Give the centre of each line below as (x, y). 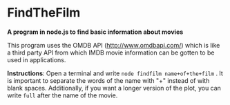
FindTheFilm (44, 13)
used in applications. (37, 59)
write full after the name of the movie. (63, 95)
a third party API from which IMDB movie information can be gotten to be (111, 52)
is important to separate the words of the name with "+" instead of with (108, 80)
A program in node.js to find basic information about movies (95, 32)
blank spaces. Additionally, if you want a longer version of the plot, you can (114, 88)
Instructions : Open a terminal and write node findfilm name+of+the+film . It (115, 73)
